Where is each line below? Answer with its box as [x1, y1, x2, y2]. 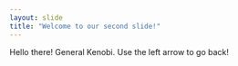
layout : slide [9, 13, 64, 23]
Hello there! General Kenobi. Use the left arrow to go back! [9, 46, 230, 57]
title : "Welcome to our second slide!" [9, 22, 161, 31]
